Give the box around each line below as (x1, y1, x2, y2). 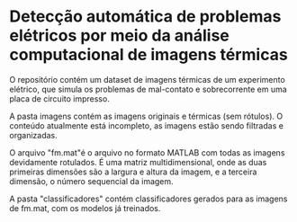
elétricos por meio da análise (9, 25, 229, 46)
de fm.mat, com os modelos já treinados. (9, 202, 161, 213)
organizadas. (9, 129, 58, 140)
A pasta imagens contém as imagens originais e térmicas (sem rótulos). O (9, 111, 283, 121)
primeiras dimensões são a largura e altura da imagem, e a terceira (9, 166, 257, 177)
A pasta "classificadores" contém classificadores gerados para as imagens (9, 193, 288, 204)
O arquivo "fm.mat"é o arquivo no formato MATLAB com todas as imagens (9, 147, 285, 158)
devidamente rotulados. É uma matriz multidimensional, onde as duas (9, 156, 267, 167)
